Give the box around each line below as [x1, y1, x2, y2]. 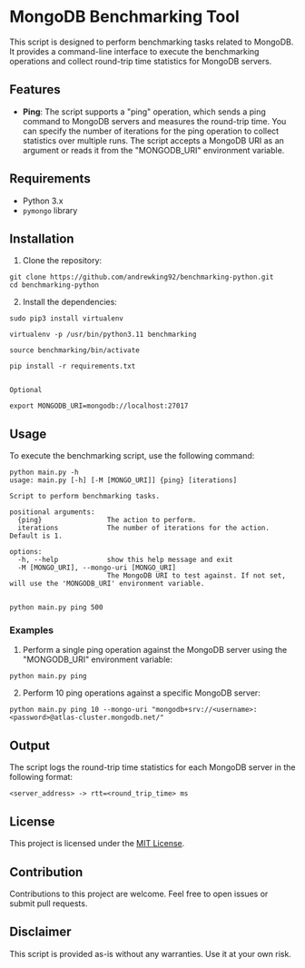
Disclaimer [9, 924, 72, 940]
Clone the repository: [22, 255, 103, 266]
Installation [9, 231, 74, 246]
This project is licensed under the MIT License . [9, 838, 185, 849]
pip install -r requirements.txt [9, 361, 136, 371]
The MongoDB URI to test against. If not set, [106, 571, 286, 580]
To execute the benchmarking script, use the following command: [9, 450, 255, 461]
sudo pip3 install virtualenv [9, 314, 124, 323]
